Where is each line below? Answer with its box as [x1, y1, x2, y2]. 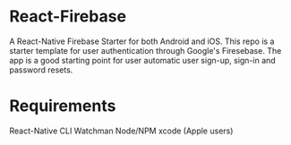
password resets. [9, 64, 73, 75]
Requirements [9, 96, 116, 116]
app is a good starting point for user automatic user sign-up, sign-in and [9, 55, 276, 65]
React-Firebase [9, 6, 127, 27]
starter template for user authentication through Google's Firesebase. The [9, 45, 282, 55]
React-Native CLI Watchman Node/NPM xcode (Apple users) [9, 125, 234, 136]
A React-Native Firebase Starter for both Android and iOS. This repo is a [9, 36, 275, 47]
